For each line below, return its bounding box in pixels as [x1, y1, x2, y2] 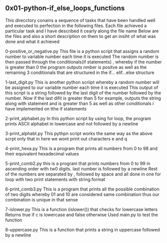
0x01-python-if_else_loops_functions [5, 4, 125, 12]
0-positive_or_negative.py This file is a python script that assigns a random [5, 48, 160, 54]
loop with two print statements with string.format [5, 176, 106, 182]
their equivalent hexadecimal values [5, 150, 79, 156]
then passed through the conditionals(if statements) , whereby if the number [5, 58, 162, 64]
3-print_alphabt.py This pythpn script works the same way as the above [5, 130, 153, 136]
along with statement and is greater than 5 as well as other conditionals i [5, 100, 154, 106]
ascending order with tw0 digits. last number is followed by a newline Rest [5, 165, 158, 171]
